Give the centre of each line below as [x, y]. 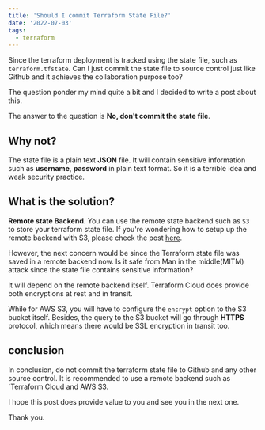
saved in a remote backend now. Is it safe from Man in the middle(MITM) [126, 261]
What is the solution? [61, 202]
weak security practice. [47, 177]
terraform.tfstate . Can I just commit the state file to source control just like [132, 69]
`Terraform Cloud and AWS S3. [59, 386]
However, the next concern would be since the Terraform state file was [124, 253]
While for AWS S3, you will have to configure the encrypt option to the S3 [127, 309]
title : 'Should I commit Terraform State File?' [90, 15]
